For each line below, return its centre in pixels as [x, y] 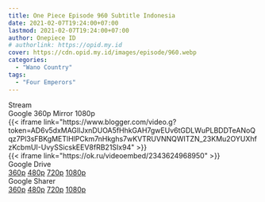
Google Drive [30, 164]
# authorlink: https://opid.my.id [65, 45]
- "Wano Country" [44, 68]
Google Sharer [32, 181]
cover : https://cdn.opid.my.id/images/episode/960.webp [102, 52]
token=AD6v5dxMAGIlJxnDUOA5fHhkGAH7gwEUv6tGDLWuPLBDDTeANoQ [132, 130]
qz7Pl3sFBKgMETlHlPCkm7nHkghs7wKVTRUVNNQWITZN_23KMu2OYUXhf [133, 138]
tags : [17, 75]
